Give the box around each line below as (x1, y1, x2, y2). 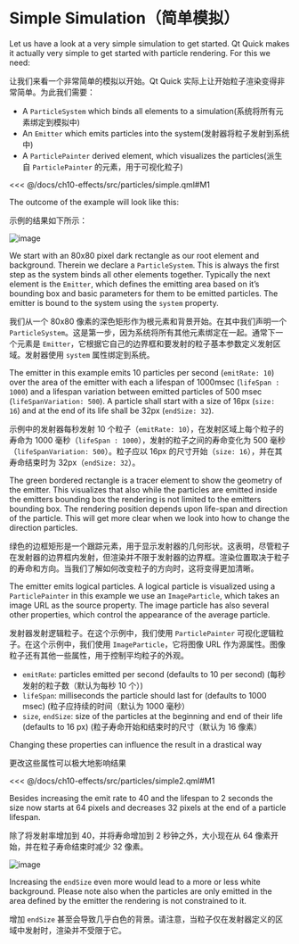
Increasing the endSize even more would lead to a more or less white (9, 876, 261, 887)
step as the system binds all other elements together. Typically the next (9, 269, 271, 279)
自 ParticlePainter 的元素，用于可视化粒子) (21, 161, 184, 172)
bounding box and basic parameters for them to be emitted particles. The (9, 287, 279, 299)
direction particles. (9, 522, 78, 533)
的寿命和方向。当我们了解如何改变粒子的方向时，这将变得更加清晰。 (9, 563, 259, 574)
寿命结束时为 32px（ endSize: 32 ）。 (9, 457, 141, 468)
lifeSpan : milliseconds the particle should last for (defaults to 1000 (21, 690, 267, 700)
